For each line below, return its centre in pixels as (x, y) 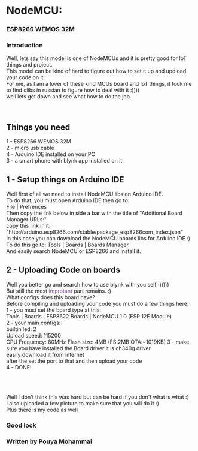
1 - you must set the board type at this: (54, 310)
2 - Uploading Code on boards (63, 270)
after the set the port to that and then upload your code (74, 361)
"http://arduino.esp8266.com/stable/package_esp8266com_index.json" (95, 232)
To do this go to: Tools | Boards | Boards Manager (67, 245)
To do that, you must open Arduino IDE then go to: (68, 200)
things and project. (29, 65)
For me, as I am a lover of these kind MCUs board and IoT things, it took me (99, 84)
